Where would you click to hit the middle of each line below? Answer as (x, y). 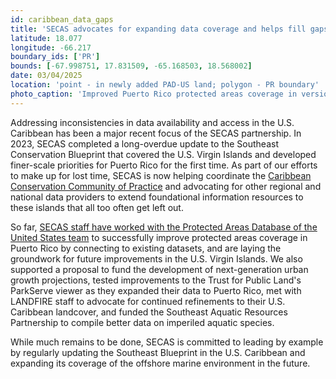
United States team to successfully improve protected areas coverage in (159, 237)
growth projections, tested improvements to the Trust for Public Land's (156, 280)
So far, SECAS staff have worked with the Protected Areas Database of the (164, 227)
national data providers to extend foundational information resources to (157, 197)
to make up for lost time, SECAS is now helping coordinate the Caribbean (161, 175)
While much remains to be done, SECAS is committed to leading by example (167, 342)
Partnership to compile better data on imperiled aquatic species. (142, 322)
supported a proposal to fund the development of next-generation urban (159, 269)
